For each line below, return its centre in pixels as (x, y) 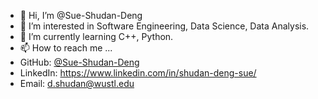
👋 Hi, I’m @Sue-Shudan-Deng (81, 15)
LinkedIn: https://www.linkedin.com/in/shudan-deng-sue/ (138, 73)
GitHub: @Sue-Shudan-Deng (79, 62)
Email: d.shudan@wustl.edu (77, 83)
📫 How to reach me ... (66, 48)
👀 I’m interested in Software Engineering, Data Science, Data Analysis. (164, 26)
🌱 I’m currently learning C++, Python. (96, 36)
